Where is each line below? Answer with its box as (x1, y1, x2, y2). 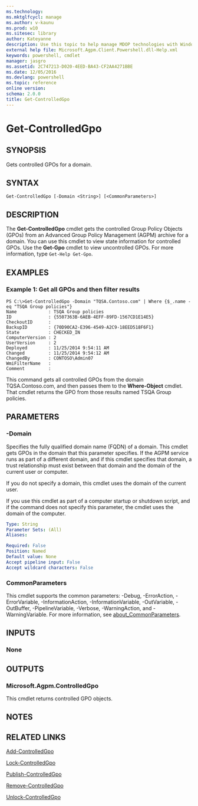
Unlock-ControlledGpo (6, 794, 61, 801)
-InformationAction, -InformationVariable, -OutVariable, (41, 598, 175, 605)
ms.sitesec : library (6, 31, 57, 37)
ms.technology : (6, 8, 44, 15)
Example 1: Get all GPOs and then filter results (6, 285, 140, 293)
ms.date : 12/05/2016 (6, 69, 57, 75)
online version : (6, 86, 46, 91)
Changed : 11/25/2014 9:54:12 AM (6, 350, 110, 356)
